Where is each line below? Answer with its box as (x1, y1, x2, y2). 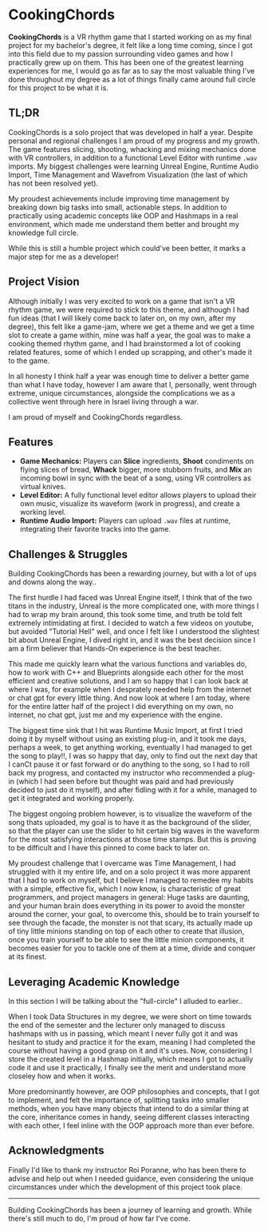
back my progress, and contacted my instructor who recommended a (8, 768, 237, 778)
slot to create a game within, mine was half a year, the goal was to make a (8, 330, 251, 340)
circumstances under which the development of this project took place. (8, 1181, 243, 1192)
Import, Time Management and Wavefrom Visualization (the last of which (8, 169, 249, 179)
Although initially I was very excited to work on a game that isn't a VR (8, 296, 235, 305)
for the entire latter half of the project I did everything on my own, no (8, 702, 234, 711)
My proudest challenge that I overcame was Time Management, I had (8, 859, 237, 868)
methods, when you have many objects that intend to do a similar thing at (8, 1104, 249, 1113)
